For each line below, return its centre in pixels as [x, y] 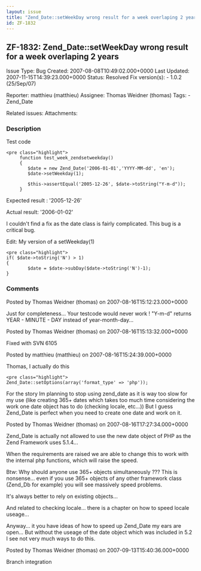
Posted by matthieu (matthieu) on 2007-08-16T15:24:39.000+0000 [89, 355]
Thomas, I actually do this [38, 366]
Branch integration [29, 561]
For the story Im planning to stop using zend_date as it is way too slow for [97, 394]
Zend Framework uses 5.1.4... [42, 442]
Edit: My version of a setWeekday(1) [50, 242]
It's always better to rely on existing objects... [62, 496]
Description [24, 129]
